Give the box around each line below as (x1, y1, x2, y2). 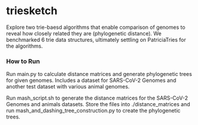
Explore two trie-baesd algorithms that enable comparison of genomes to (6, 24, 186, 31)
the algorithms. (6, 42, 43, 50)
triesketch (6, 4, 58, 18)
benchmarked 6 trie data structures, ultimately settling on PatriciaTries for (6, 36, 187, 43)
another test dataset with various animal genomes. (6, 83, 130, 90)
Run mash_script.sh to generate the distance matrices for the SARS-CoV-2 (6, 94, 189, 101)
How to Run (6, 57, 40, 65)
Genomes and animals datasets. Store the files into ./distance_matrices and (6, 101, 191, 108)
